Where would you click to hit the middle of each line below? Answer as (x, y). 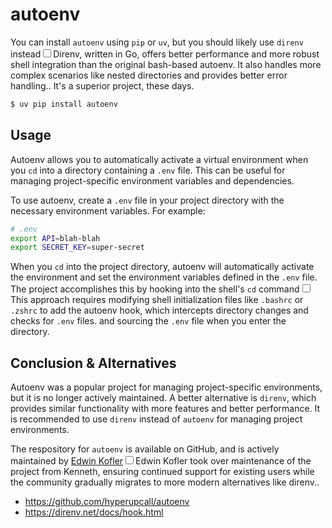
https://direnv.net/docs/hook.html (94, 512)
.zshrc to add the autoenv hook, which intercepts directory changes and (159, 310)
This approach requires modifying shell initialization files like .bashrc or (157, 300)
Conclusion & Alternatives (93, 363)
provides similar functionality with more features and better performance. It (165, 409)
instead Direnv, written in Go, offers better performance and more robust (165, 54)
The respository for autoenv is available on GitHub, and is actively (145, 449)
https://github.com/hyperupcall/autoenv (107, 502)
